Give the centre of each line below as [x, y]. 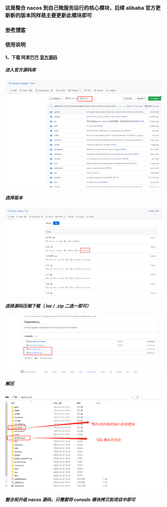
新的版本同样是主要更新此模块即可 [51, 15]
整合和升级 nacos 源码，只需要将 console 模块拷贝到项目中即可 [70, 500]
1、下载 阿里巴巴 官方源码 [31, 57]
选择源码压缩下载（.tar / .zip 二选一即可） [48, 306]
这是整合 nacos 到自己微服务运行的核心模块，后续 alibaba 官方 [81, 7]
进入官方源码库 [20, 70]
